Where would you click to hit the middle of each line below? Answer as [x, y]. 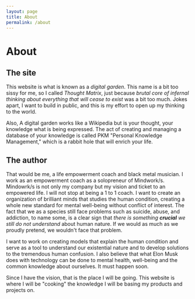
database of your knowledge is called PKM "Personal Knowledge [84, 136]
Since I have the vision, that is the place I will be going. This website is [90, 278]
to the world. [21, 112]
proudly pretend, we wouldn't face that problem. [64, 230]
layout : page [22, 11]
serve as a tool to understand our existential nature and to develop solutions [97, 248]
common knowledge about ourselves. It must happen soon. [77, 266]
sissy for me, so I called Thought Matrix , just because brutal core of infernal [97, 93]
